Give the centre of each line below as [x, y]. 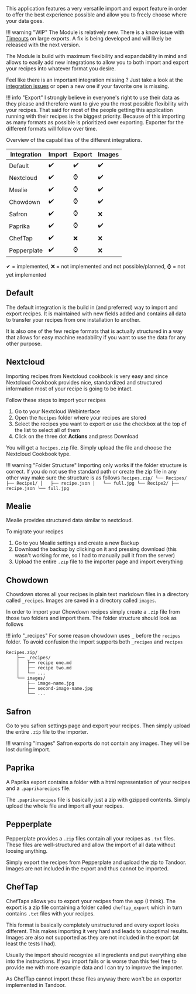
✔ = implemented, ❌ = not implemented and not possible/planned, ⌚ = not [96, 266]
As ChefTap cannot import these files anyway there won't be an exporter [94, 979]
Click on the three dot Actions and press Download [76, 436]
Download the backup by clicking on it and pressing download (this [96, 549]
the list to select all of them [47, 430]
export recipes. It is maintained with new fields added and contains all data [96, 314]
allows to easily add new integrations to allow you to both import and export [97, 62]
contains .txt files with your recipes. [51, 913]
